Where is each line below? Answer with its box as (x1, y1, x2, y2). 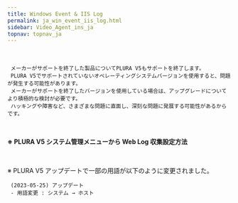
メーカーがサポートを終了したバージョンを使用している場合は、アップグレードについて (10, 88, 227, 95)
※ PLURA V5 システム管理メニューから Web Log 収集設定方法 (7, 137, 188, 146)
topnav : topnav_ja (7, 30, 62, 38)
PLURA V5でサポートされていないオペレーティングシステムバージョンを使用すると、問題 (10, 73, 231, 80)
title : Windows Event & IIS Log (7, 10, 103, 18)
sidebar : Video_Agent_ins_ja (7, 24, 94, 31)
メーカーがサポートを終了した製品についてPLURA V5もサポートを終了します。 (10, 65, 205, 72)
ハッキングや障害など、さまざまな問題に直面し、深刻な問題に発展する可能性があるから (10, 103, 227, 110)
